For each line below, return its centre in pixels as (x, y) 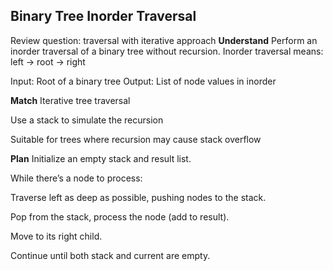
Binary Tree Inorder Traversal (103, 16)
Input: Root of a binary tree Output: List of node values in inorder (143, 81)
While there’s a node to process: (76, 178)
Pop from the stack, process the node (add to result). (120, 216)
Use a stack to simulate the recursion (87, 120)
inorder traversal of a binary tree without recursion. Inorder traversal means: (167, 51)
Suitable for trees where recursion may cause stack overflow (136, 139)
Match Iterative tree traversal (70, 100)
